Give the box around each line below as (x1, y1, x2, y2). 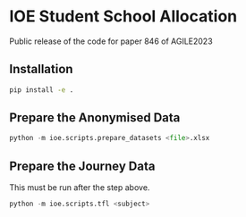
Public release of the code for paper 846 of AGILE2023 (9, 36, 213, 46)
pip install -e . (9, 85, 74, 95)
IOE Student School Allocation (9, 6, 238, 27)
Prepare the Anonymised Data (9, 110, 181, 126)
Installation (9, 62, 73, 77)
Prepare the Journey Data (9, 158, 156, 173)
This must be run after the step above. (9, 182, 150, 193)
